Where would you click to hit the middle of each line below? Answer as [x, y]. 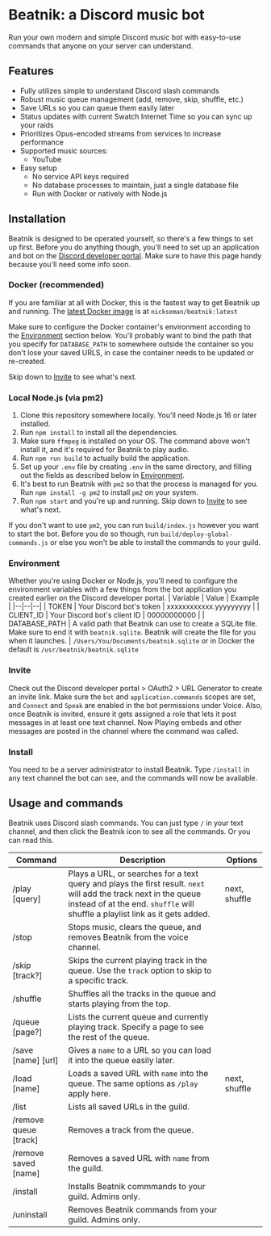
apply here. [90, 1093]
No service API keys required [80, 176]
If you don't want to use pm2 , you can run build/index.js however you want [134, 526]
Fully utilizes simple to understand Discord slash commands [119, 90]
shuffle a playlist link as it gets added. [139, 914]
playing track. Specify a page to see [136, 1027]
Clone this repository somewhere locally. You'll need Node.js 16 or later [138, 415]
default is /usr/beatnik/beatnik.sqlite [73, 649]
